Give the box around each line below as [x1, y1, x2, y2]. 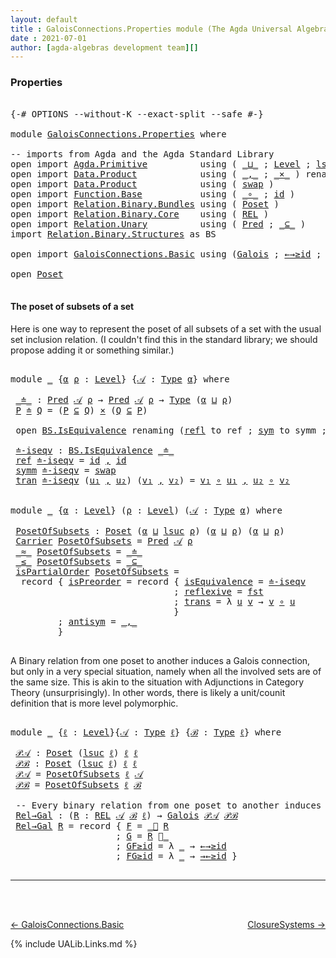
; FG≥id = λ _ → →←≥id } [115, 850, 238, 861]
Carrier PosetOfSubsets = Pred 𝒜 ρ [15, 535, 193, 546]
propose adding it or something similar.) [10, 344, 175, 356]
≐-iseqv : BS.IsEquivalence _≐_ [15, 444, 175, 456]
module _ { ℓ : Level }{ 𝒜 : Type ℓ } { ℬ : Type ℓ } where [10, 726, 282, 738]
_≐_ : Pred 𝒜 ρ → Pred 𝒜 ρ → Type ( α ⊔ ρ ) [15, 394, 233, 405]
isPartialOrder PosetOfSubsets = [15, 566, 180, 577]
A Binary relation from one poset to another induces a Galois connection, [10, 654, 311, 666]
